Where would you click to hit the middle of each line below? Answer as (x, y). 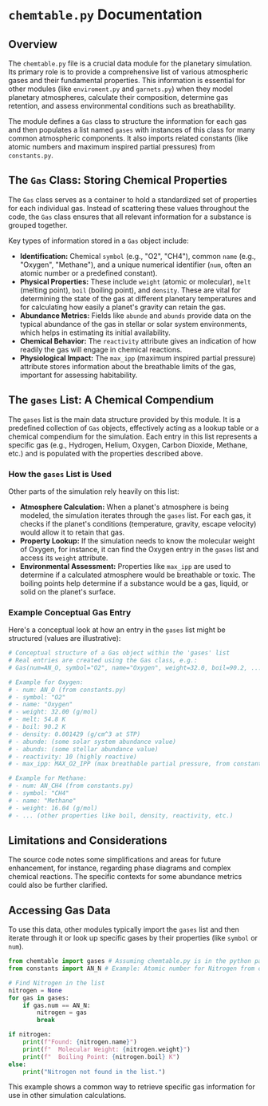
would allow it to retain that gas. (72, 532)
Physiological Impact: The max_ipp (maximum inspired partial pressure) (138, 358)
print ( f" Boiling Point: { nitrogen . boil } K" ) (101, 1056)
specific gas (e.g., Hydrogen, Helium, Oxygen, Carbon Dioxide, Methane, (128, 444)
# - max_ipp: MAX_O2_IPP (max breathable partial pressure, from (119, 764)
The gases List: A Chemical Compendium (111, 400)
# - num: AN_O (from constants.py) (67, 690)
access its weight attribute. (64, 558)
